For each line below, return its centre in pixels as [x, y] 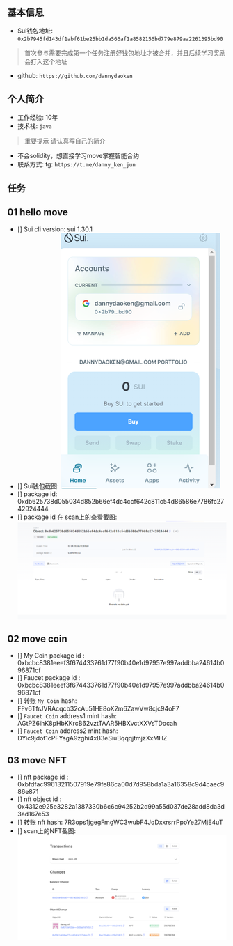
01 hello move [38, 212]
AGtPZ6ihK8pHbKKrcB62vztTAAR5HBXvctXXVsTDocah [97, 724]
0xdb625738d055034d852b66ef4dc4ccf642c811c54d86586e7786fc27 [121, 501]
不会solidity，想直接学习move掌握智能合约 [78, 155]
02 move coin [37, 639]
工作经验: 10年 [38, 117]
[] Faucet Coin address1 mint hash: [67, 716]
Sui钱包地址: [35, 31]
